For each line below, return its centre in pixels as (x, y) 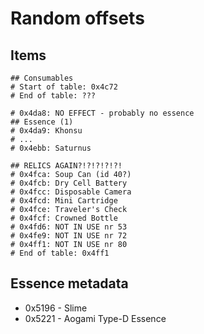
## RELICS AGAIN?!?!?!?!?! (66, 166)
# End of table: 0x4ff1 (60, 253)
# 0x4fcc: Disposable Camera (71, 192)
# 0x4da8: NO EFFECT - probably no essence (102, 113)
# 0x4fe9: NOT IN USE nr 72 (69, 236)
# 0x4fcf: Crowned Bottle (64, 218)
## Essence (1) (42, 122)
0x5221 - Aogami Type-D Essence (95, 318)
